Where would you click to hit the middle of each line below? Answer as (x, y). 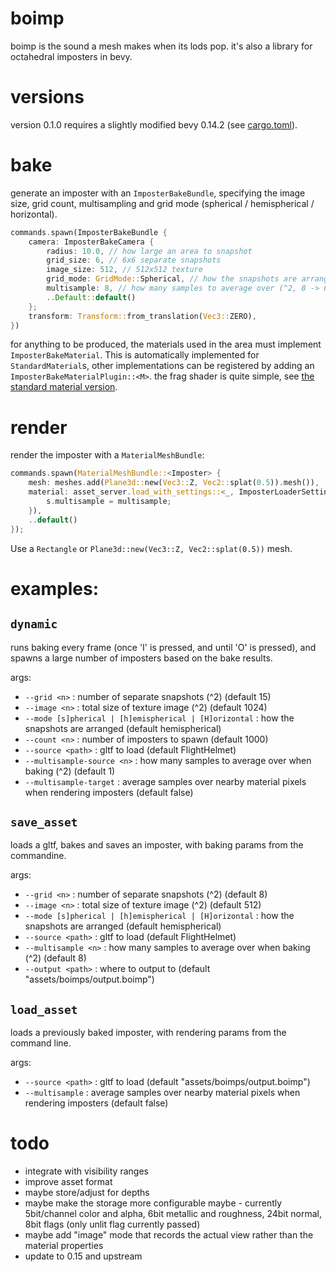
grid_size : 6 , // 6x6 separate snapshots (134, 260)
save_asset (44, 822)
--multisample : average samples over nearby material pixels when (162, 1093)
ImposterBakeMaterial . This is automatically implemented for (135, 355)
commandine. (38, 856)
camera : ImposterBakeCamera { (91, 242)
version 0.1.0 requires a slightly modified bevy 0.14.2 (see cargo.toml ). (154, 124)
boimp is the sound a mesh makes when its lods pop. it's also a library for (161, 46)
